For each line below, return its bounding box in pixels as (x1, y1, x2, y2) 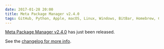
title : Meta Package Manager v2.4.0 (5, 12, 80, 16)
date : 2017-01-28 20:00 (5, 7, 54, 12)
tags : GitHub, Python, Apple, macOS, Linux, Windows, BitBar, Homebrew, (5, 16, 156, 21)
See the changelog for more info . (5, 38, 72, 44)
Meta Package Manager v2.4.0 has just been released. (5, 29, 115, 35)
